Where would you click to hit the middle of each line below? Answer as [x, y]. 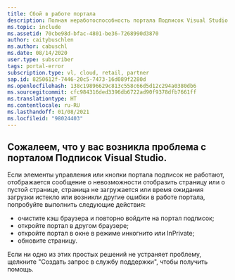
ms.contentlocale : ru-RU [44, 106]
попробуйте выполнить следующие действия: [77, 205]
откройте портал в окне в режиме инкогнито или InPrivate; [106, 234]
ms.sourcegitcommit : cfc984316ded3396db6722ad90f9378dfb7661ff [102, 92]
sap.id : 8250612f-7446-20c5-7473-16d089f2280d [77, 79]
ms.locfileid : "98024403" [45, 118]
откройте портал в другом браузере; [73, 226]
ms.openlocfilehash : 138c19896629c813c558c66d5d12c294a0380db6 [102, 86]
